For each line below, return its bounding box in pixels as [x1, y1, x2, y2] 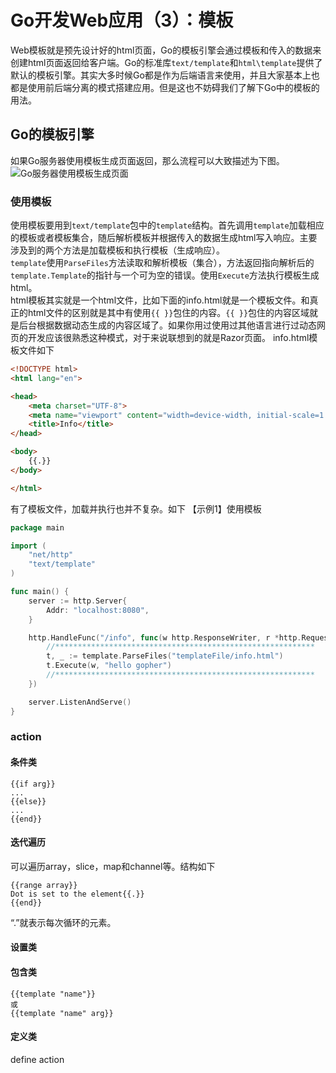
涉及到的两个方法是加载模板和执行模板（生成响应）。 [10, 244, 225, 256]
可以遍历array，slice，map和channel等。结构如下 [10, 860, 216, 872]
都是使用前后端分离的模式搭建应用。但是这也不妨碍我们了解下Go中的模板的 [10, 81, 320, 93]
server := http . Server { [28, 596, 128, 606]
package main [10, 522, 65, 533]
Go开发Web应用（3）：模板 [10, 9, 234, 32]
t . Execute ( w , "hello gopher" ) [46, 661, 172, 671]
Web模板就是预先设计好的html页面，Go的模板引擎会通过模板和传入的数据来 [10, 44, 322, 56]
